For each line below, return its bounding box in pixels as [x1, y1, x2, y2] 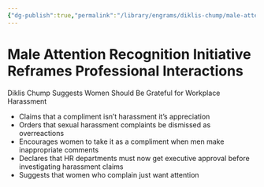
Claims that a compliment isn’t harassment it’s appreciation [18, 112, 210, 121]
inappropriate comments [18, 145, 99, 154]
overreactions [18, 128, 65, 137]
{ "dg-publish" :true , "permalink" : [7, 11, 117, 20]
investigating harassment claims [18, 162, 124, 171]
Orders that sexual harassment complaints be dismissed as [18, 119, 211, 130]
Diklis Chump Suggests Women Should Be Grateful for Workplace [7, 88, 221, 97]
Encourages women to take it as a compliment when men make [18, 137, 225, 146]
